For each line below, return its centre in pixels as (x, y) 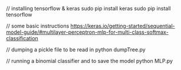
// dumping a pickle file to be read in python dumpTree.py (76, 50)
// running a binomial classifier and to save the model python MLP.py (89, 61)
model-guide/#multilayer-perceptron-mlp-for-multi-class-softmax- (88, 32)
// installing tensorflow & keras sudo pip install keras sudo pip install (88, 8)
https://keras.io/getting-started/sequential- (123, 26)
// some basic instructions (38, 26)
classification (22, 38)
